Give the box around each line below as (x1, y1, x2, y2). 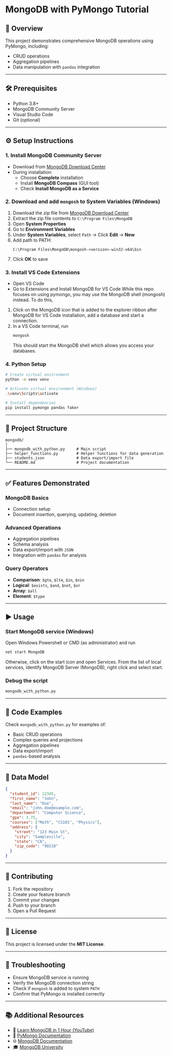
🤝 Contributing (5, 872, 53, 881)
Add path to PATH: (12, 237, 52, 243)
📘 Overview (5, 24, 43, 33)
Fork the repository (12, 886, 54, 892)
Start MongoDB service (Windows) (5, 628, 94, 635)
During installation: (12, 169, 53, 175)
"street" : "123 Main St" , (14, 829, 70, 834)
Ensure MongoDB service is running (12, 974, 89, 981)
